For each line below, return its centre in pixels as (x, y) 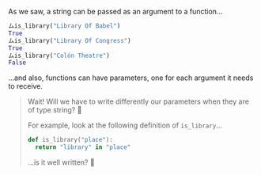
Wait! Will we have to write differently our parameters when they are (138, 101)
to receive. (26, 86)
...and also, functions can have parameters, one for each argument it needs (131, 78)
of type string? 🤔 (55, 110)
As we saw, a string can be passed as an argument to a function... (115, 11)
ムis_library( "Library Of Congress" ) (70, 40)
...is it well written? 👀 (61, 162)
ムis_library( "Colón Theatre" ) (59, 55)
